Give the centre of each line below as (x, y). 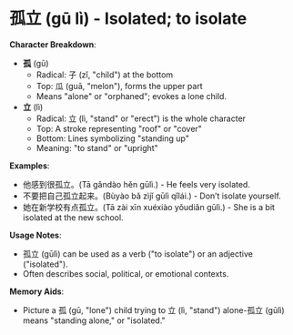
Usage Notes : (35, 235)
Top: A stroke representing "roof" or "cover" (119, 128)
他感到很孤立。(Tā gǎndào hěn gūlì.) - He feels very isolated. (136, 184)
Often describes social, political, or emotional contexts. (126, 273)
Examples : (30, 166)
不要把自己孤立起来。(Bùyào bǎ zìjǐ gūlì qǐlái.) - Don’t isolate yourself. (152, 196)
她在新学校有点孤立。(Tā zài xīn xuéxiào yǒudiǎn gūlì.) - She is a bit (149, 207)
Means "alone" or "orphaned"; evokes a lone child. (131, 96)
